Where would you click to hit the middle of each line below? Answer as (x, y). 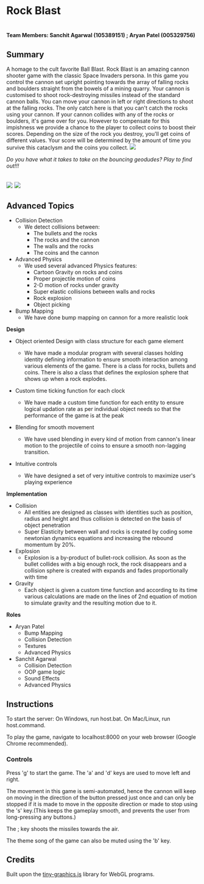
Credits (21, 859)
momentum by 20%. (50, 545)
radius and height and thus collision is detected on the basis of (103, 519)
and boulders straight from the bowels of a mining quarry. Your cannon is (98, 88)
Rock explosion (52, 298)
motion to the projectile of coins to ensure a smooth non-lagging (105, 446)
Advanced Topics (40, 206)
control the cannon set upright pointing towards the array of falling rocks (97, 82)
